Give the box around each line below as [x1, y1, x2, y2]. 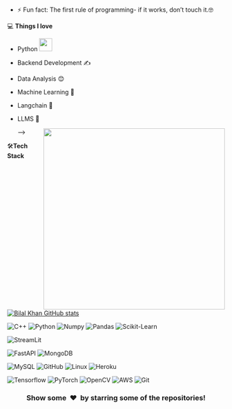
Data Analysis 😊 [17, 74, 65, 83]
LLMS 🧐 [17, 114, 40, 123]
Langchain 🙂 [17, 101, 53, 109]
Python [17, 45, 38, 53]
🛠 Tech [7, 142, 28, 150]
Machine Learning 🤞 [17, 88, 75, 96]
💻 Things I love [7, 22, 53, 30]
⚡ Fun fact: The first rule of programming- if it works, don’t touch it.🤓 [17, 6, 214, 14]
